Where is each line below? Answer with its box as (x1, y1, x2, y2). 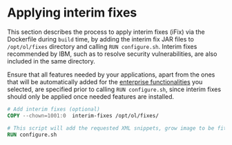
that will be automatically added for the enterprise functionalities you (7, 77, 203, 86)
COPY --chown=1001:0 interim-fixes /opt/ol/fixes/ (7, 112, 159, 119)
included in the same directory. (7, 57, 95, 65)
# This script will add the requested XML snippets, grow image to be (7, 124, 215, 132)
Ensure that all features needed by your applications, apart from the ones (7, 70, 215, 79)
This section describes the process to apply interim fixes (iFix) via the (7, 28, 205, 36)
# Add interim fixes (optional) (7, 106, 100, 113)
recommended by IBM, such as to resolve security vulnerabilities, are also (7, 50, 217, 58)
